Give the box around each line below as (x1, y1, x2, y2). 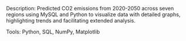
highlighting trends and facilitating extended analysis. (6, 17, 136, 24)
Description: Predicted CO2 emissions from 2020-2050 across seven (6, 5, 174, 12)
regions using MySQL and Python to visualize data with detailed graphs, (6, 11, 181, 18)
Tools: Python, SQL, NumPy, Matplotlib (6, 28, 100, 35)
